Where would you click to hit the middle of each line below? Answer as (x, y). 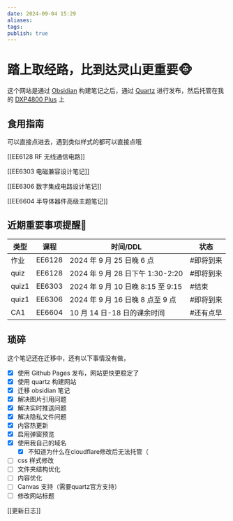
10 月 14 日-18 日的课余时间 (117, 313)
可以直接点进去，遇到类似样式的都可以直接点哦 (74, 142)
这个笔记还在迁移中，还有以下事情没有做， (68, 358)
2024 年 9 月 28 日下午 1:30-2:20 (126, 273)
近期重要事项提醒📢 (47, 226)
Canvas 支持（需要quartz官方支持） (69, 487)
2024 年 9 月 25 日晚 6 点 (112, 260)
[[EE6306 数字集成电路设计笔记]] (55, 186)
